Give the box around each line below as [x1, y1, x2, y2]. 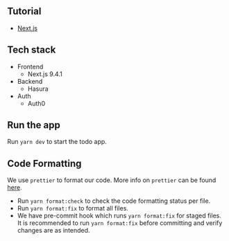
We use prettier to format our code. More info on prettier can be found [7, 176, 217, 184]
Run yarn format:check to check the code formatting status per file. [17, 197, 211, 205]
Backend [17, 77, 43, 85]
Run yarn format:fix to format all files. [17, 204, 128, 213]
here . [7, 184, 22, 192]
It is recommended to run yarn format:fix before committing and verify [17, 219, 223, 227]
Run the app [7, 119, 60, 131]
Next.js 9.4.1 [27, 69, 62, 78]
